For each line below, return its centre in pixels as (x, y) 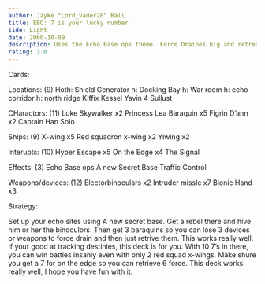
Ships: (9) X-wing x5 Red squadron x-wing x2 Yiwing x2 (99, 137)
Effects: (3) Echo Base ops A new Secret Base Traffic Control (107, 167)
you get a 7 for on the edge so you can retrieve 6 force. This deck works (126, 263)
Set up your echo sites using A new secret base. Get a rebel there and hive (130, 221)
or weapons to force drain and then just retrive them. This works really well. (131, 238)
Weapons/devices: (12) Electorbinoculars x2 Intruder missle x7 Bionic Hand (130, 183)
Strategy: (23, 206)
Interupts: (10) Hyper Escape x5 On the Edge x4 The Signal (104, 152)
